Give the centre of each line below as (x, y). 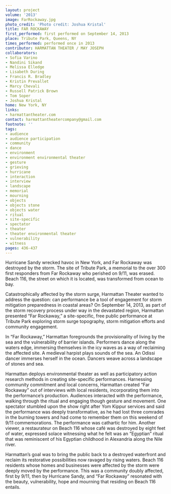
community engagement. (32, 327)
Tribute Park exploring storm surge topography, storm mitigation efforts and (85, 321)
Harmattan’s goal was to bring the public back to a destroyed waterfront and (86, 455)
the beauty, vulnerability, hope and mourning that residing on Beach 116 (81, 482)
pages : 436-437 (21, 248)
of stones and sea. (25, 364)
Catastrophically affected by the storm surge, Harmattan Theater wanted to (84, 294)
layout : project (22, 10)
